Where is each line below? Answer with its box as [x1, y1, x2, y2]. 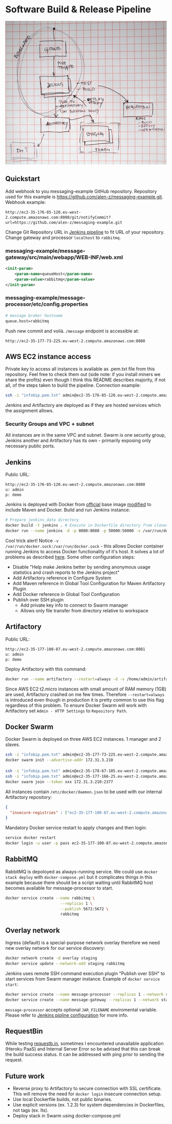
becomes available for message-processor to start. [5, 885, 114, 891]
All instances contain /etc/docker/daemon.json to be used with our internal [5, 789, 162, 795]
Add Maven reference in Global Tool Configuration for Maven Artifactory [12, 580, 165, 586]
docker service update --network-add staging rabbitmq [5, 961, 125, 966]
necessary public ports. [5, 443, 55, 449]
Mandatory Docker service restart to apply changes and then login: [5, 825, 147, 831]
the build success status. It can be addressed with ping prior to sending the [5, 1052, 165, 1058]
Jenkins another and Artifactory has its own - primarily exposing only [5, 438, 151, 444]
